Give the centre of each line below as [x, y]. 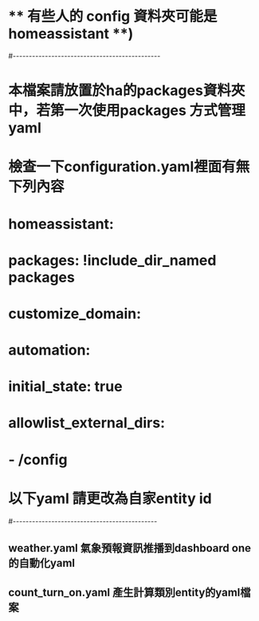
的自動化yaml [42, 563]
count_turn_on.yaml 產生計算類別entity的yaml [124, 593]
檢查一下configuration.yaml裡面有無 [129, 167]
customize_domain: [75, 314]
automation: [49, 350]
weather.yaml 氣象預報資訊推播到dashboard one [129, 548]
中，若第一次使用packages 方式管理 [127, 110]
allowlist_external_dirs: [87, 423]
